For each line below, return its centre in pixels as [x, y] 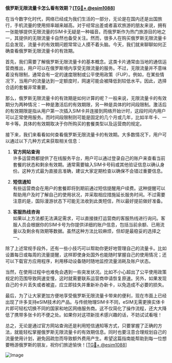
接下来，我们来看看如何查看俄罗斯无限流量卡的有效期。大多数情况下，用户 [84, 134]
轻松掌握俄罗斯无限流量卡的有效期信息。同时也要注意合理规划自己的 [95, 332]
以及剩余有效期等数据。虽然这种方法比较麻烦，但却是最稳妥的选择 [87, 231]
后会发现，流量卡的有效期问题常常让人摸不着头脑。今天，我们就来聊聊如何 [84, 44]
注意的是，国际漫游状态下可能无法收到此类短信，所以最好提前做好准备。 [89, 201]
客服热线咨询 [26, 212]
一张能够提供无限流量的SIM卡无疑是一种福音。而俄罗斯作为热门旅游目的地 [83, 32]
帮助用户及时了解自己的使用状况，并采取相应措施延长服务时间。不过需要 [89, 195]
